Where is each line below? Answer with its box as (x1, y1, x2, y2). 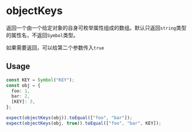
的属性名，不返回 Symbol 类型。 (6, 31, 79, 39)
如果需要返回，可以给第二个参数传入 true (6, 44, 105, 51)
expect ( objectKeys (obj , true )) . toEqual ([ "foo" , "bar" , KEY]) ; (6, 120, 161, 126)
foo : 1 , (11, 88, 31, 94)
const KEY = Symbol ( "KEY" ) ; (6, 77, 75, 83)
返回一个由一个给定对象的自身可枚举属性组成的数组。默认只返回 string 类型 (6, 24, 187, 31)
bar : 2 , (11, 93, 31, 99)
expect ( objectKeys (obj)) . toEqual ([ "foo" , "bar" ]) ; (6, 115, 133, 121)
